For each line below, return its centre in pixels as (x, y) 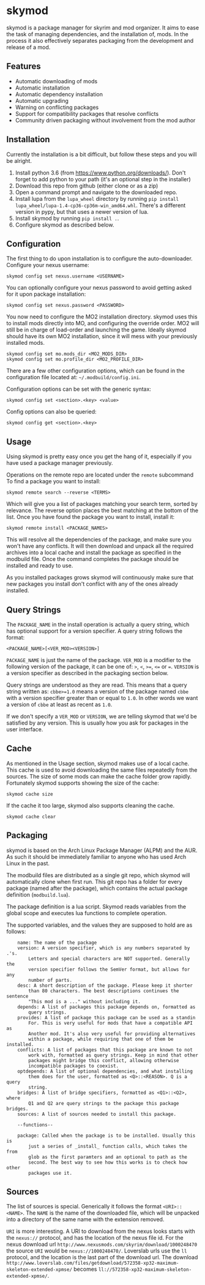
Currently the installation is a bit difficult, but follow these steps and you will (102, 154)
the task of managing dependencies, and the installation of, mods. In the (97, 34)
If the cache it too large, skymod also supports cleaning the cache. (91, 805)
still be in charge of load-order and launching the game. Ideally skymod (96, 330)
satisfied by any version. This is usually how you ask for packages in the (97, 723)
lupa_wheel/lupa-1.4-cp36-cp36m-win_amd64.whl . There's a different (100, 205)
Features (24, 66)
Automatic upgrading (42, 100)
